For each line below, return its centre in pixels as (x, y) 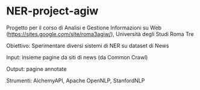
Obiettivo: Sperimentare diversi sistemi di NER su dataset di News (88, 46)
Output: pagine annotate (36, 69)
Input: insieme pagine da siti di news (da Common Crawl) (77, 57)
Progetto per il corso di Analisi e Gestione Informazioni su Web (84, 28)
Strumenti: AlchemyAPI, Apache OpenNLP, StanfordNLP (76, 80)
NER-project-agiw (52, 11)
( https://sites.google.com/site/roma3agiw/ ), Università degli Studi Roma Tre (100, 34)
